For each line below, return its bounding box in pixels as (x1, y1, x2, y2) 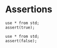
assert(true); (5, 25, 35, 30)
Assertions (5, 4, 52, 15)
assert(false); (5, 38, 37, 43)
